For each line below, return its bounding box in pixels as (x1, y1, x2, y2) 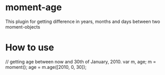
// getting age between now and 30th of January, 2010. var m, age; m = (5, 58, 156, 65)
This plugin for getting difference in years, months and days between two (5, 18, 160, 24)
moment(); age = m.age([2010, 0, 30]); (5, 64, 87, 70)
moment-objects (5, 23, 40, 30)
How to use (5, 42, 54, 54)
